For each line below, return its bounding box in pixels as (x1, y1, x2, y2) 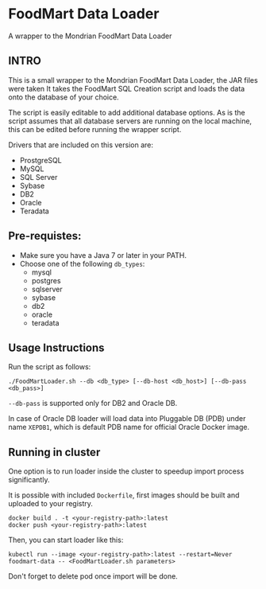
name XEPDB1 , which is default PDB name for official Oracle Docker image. (8, 423, 250, 432)
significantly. (8, 475, 50, 485)
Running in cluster (8, 445, 101, 458)
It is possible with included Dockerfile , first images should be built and (8, 490, 240, 500)
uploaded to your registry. (8, 499, 94, 509)
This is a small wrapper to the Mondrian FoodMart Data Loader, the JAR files (8, 75, 258, 84)
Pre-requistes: (8, 229, 82, 243)
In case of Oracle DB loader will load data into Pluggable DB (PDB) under (8, 414, 246, 423)
